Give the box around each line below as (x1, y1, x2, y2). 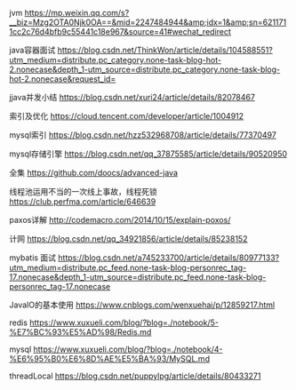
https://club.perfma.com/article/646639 (9, 196, 156, 207)
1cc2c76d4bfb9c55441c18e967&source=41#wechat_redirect (9, 27, 231, 36)
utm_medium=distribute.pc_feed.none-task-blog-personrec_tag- (9, 262, 247, 273)
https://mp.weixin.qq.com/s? (24, 8, 130, 18)
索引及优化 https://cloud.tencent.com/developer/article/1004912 (9, 111, 244, 121)
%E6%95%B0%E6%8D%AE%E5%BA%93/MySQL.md (9, 354, 211, 363)
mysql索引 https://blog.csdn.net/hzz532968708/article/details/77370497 (9, 130, 277, 140)
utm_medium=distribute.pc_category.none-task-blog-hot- (9, 55, 222, 65)
